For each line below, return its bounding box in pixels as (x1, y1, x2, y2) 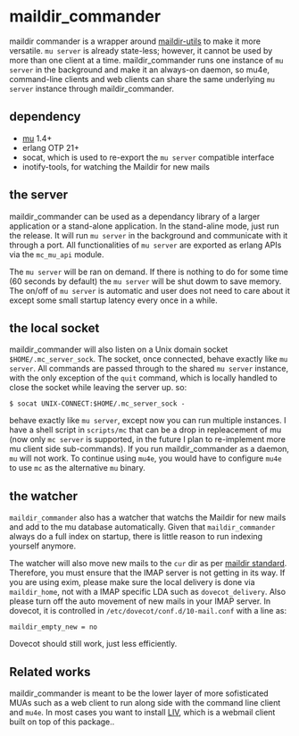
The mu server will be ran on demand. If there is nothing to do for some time (9, 266, 288, 277)
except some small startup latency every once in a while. (9, 295, 219, 305)
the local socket (9, 320, 100, 336)
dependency (9, 109, 82, 124)
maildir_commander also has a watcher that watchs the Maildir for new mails (9, 512, 287, 523)
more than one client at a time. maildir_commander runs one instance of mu (9, 54, 284, 65)
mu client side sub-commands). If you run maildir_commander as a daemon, (9, 444, 290, 455)
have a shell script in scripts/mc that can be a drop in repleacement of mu (9, 424, 282, 435)
